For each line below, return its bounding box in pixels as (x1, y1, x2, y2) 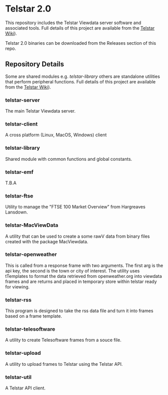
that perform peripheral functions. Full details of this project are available (5, 78, 156, 84)
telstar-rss (5, 296, 32, 303)
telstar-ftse (5, 192, 34, 199)
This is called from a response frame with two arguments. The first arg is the (5, 262, 163, 268)
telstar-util (5, 373, 32, 380)
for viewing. (5, 283, 30, 289)
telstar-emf (5, 168, 34, 175)
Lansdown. (5, 209, 28, 215)
